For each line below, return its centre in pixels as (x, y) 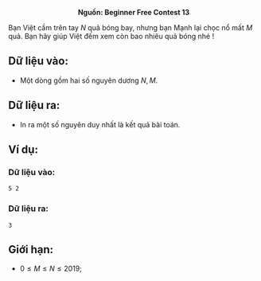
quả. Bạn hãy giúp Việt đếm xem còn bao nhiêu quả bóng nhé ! (111, 36)
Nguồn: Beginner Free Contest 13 (134, 12)
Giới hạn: (31, 250)
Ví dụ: (23, 150)
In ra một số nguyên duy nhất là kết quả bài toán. (100, 124)
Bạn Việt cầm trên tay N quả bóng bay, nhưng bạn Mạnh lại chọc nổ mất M (130, 27)
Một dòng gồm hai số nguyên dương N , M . (89, 80)
